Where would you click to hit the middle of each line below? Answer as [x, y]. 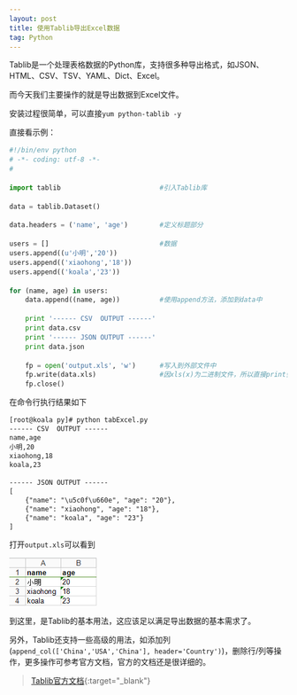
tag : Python [31, 37]
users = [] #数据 [93, 244]
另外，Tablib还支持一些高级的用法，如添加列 [90, 640]
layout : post [33, 19]
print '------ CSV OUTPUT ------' [91, 319]
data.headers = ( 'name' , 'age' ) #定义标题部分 [106, 225]
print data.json [55, 347]
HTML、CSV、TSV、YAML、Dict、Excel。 [87, 76]
